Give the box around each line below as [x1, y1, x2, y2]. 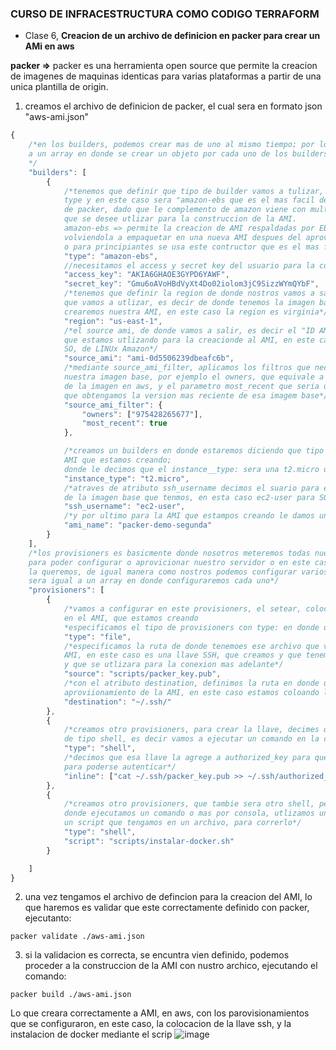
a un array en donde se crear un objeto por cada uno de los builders [28, 149, 329, 159]
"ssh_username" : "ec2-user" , [63, 502, 186, 512]
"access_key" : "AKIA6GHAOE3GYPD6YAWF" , [63, 270, 230, 280]
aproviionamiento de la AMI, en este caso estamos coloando [63, 687, 320, 697]
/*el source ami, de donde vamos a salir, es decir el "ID [63, 325, 315, 336]
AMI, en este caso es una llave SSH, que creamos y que [63, 650, 302, 661]
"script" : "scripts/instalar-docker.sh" [63, 836, 235, 846]
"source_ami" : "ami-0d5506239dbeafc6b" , [63, 353, 235, 364]
